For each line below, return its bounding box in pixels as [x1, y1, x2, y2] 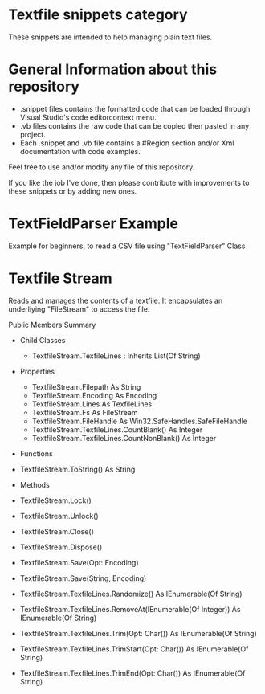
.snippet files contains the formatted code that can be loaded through [19, 104, 251, 113]
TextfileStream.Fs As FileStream [31, 407, 138, 417]
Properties [19, 366, 55, 376]
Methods [19, 480, 50, 489]
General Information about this [8, 60, 218, 79]
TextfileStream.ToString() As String [19, 464, 136, 474]
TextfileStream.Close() [19, 526, 95, 536]
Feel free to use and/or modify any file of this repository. [8, 162, 195, 172]
